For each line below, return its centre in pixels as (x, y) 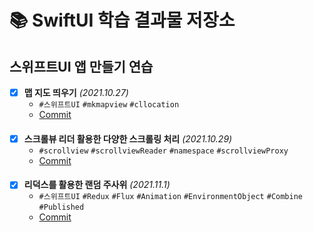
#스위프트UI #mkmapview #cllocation (109, 105)
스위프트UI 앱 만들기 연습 (81, 66)
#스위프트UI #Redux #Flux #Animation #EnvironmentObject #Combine (170, 197)
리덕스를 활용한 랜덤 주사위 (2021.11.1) (97, 185)
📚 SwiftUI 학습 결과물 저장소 (122, 20)
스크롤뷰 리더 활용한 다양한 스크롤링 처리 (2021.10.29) (128, 138)
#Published (61, 207)
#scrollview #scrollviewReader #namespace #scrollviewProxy (163, 151)
